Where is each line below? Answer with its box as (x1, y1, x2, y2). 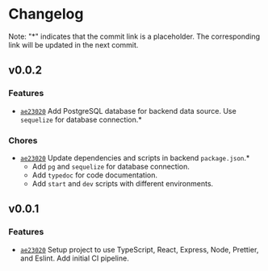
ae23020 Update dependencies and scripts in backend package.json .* (19, 152, 250, 162)
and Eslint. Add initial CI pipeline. (19, 253, 129, 263)
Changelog (8, 5, 84, 23)
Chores (8, 135, 38, 146)
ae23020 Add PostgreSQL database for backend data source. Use (19, 106, 237, 115)
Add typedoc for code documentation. (31, 170, 157, 180)
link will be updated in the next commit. (8, 40, 139, 49)
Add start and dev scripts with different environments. (31, 178, 214, 188)
